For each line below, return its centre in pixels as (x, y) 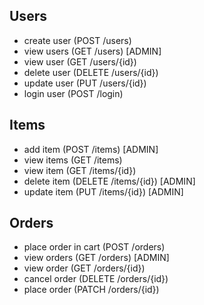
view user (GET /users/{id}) (80, 61)
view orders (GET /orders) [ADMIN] (96, 258)
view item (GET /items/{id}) (80, 170)
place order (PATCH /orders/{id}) (91, 290)
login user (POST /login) (73, 93)
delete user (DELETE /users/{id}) (91, 72)
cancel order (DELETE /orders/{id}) (96, 279)
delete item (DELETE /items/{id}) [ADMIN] (109, 181)
